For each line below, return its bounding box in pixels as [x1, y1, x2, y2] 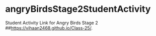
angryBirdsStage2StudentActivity [5, 3, 151, 15]
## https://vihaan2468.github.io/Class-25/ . [5, 25, 93, 31]
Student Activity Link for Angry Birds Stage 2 [5, 20, 98, 26]
